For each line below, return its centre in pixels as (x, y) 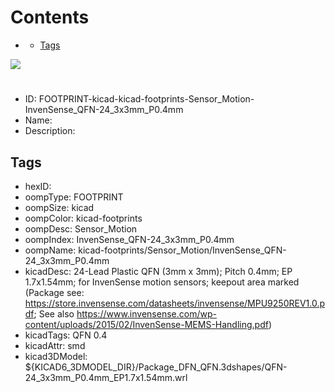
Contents (50, 17)
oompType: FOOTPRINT (74, 197)
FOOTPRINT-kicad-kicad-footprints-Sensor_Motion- (146, 99)
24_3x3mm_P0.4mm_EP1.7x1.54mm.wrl (106, 377)
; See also (54, 313)
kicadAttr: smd (55, 345)
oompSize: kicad (59, 207)
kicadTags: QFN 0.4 (66, 335)
